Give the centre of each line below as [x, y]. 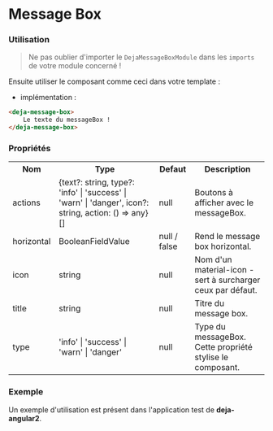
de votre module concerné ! [75, 66]
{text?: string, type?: [97, 182]
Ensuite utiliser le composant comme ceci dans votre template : [115, 81]
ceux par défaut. [226, 290]
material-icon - [224, 270]
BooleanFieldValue [94, 242]
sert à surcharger [227, 280]
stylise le [212, 357]
